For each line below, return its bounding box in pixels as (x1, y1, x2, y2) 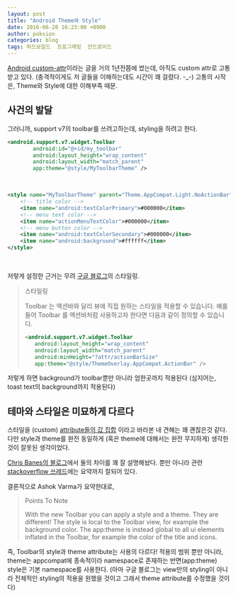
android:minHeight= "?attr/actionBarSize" (34, 353, 159, 360)
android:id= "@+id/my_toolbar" (33, 145, 122, 153)
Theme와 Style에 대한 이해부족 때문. (16, 82, 118, 89)
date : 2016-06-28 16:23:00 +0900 (7, 23, 106, 31)
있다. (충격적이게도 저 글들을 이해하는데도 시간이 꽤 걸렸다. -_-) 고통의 (20, 72, 213, 81)
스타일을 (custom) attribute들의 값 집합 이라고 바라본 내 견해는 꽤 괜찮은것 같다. (7, 426, 228, 434)
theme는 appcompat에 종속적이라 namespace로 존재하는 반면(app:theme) (7, 556, 217, 565)
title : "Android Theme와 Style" (7, 17, 101, 24)
